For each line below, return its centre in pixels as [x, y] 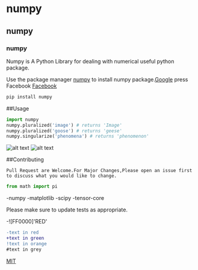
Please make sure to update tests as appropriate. [67, 210]
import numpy [23, 120]
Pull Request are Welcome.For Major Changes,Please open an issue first [99, 171]
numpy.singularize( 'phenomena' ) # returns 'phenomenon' [78, 137]
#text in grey [24, 249]
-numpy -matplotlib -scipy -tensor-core [55, 198]
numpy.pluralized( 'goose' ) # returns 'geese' [64, 131]
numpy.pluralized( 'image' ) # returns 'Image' [64, 125]
